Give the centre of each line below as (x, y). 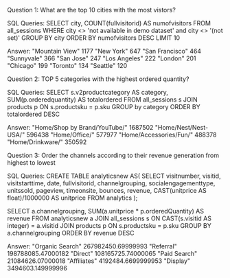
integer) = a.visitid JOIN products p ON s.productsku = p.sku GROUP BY (109, 225)
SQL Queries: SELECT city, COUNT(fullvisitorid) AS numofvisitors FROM (109, 23)
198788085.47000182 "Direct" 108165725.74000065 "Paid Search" (102, 254)
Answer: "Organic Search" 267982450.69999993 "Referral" (92, 246)
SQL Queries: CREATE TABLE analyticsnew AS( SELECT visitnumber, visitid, (114, 176)
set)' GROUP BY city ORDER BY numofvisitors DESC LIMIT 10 (94, 38)
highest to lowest (32, 163)
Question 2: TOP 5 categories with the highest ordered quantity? (98, 79)
